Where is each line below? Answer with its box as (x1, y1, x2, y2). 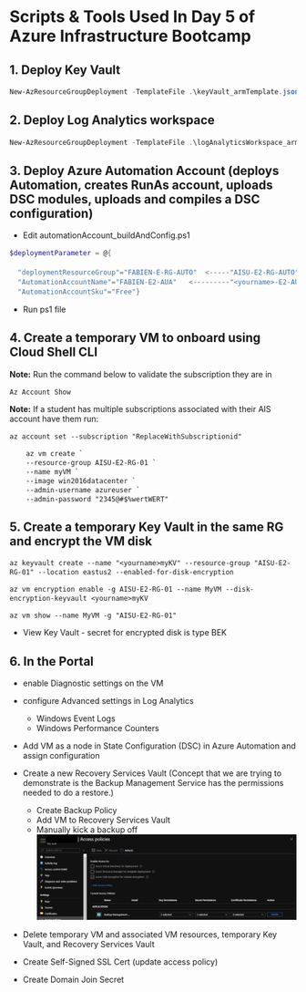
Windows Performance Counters (36, 723, 159, 734)
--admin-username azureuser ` (25, 485, 141, 494)
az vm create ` (25, 449, 84, 458)
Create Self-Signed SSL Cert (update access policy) (22, 956, 219, 967)
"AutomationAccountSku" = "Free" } (17, 287, 141, 296)
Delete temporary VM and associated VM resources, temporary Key (22, 928, 278, 940)
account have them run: (9, 413, 99, 424)
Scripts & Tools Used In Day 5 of (9, 6, 256, 27)
